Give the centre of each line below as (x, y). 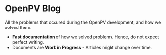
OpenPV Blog (33, 9)
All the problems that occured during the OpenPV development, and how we (83, 22)
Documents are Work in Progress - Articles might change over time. (82, 47)
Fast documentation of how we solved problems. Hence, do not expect (85, 37)
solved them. (18, 27)
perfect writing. (28, 42)
